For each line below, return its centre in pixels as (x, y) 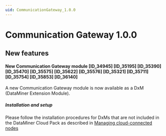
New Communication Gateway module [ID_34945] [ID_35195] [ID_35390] (83, 66)
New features (27, 53)
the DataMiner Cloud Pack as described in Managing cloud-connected (79, 123)
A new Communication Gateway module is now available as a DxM (75, 88)
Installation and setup (29, 105)
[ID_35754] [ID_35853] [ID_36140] (41, 77)
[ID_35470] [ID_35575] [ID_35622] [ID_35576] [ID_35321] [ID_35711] (77, 72)
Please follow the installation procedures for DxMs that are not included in (82, 118)
